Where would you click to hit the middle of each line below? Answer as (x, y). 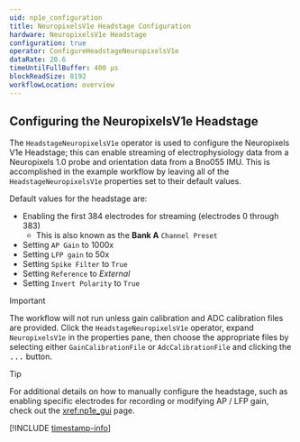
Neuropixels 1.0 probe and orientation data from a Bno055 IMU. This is (140, 162)
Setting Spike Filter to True (75, 264)
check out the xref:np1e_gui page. (72, 410)
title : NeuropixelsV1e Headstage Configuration (100, 26)
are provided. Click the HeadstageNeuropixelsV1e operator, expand (132, 328)
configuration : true (48, 43)
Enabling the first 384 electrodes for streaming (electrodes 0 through (150, 216)
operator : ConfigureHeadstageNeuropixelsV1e (94, 51)
